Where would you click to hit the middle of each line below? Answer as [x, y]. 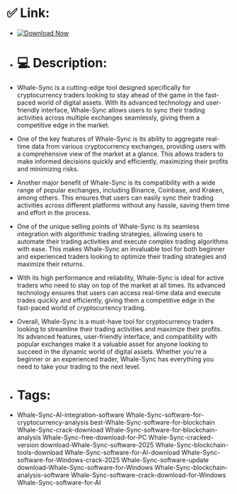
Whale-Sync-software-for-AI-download [122, 452]
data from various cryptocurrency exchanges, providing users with [129, 146]
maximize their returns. [51, 264]
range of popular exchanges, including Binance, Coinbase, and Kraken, [120, 190]
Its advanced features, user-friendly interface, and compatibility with [117, 336]
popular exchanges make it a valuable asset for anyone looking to [112, 344]
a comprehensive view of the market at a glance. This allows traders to [120, 154]
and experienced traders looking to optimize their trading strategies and [122, 256]
